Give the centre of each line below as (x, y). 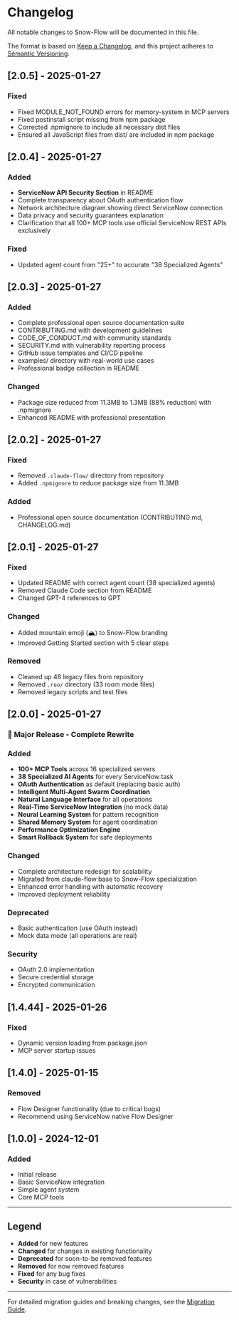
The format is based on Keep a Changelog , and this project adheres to (110, 46)
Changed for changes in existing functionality (85, 1251)
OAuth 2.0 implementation (56, 969)
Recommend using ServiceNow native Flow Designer (95, 1116)
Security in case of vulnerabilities (67, 1282)
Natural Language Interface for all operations (85, 800)
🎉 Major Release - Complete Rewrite (71, 735)
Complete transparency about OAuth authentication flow (100, 200)
